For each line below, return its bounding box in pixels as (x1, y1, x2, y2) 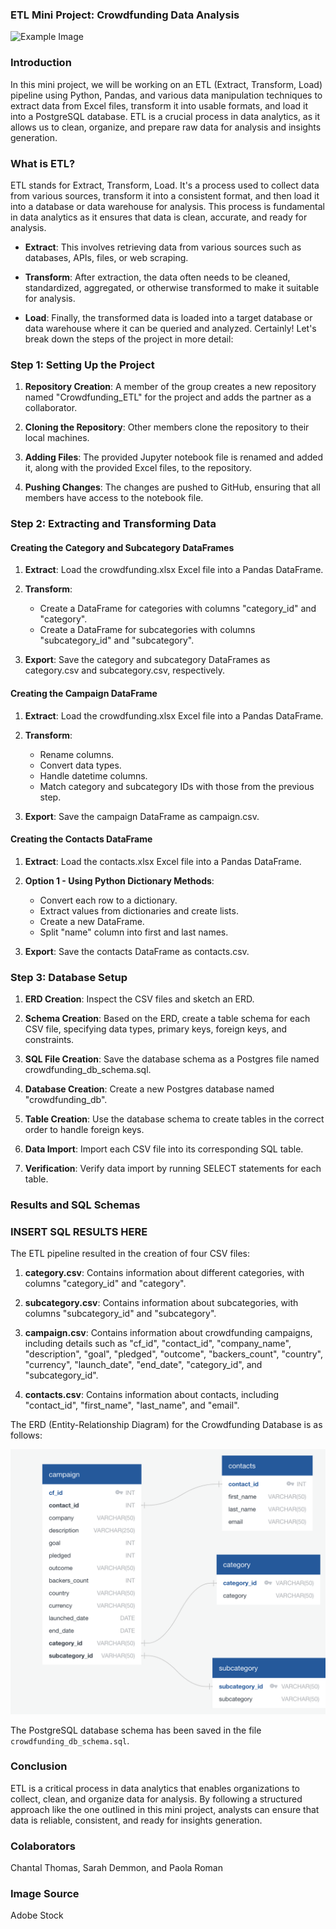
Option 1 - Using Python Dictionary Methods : (24, 874, 215, 887)
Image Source (10, 1887, 80, 1901)
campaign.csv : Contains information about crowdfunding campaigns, (24, 1327, 313, 1339)
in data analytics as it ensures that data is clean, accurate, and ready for (10, 211, 308, 223)
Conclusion (10, 1759, 68, 1773)
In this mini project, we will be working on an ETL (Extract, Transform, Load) (10, 78, 323, 90)
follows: (10, 1429, 43, 1442)
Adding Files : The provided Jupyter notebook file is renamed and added (24, 451, 323, 463)
